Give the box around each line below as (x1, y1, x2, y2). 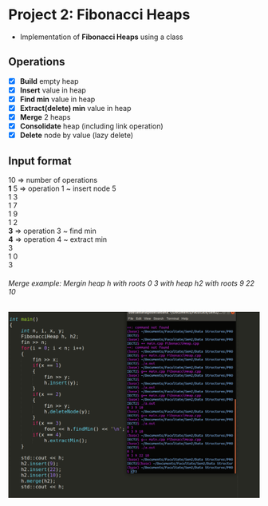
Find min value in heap (19, 94, 96, 104)
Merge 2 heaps (19, 113, 71, 121)
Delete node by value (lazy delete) (19, 130, 134, 140)
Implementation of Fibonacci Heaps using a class (19, 32, 183, 42)
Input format (8, 154, 72, 168)
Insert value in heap (19, 85, 86, 95)
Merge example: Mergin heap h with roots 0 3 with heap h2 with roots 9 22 (8, 278, 255, 288)
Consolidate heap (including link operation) (19, 121, 164, 131)
